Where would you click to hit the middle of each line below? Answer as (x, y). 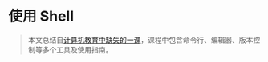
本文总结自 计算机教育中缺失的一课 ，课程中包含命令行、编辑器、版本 (140, 40)
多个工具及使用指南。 (77, 49)
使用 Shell (41, 16)
